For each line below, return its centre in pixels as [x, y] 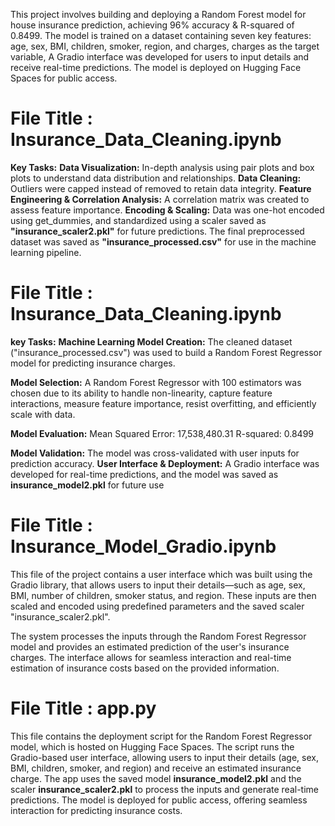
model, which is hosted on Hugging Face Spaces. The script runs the [152, 746]
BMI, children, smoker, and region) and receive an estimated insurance [156, 768]
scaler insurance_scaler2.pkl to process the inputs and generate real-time [164, 789]
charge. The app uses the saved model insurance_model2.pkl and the [156, 778]
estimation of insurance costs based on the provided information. [145, 668]
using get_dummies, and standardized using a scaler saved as [138, 220]
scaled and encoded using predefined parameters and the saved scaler [157, 606]
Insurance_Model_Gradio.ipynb [143, 546]
